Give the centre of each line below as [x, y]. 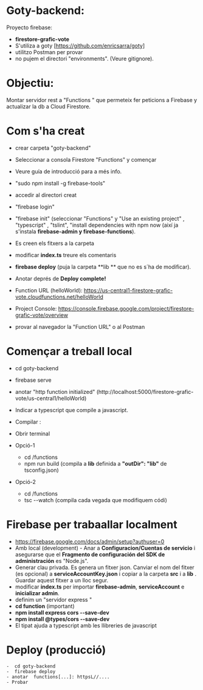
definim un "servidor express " [53, 599]
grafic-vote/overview [42, 315]
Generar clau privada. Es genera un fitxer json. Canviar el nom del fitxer [105, 567]
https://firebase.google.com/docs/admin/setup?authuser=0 [90, 541]
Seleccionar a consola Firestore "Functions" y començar [86, 159]
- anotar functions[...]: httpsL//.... [58, 677]
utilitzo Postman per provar [49, 52]
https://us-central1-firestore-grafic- [129, 290]
